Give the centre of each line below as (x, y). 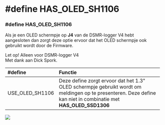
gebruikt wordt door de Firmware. (39, 46)
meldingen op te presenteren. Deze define (107, 93)
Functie (68, 72)
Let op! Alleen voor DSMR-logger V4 (42, 55)
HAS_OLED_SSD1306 (84, 105)
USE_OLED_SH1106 (31, 93)
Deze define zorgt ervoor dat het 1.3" (102, 81)
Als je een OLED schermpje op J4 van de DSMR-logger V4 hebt (69, 35)
